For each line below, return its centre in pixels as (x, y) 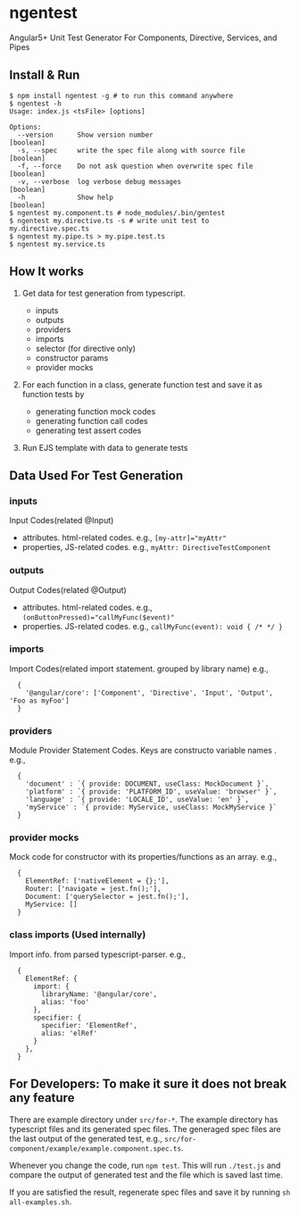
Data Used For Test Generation (96, 475)
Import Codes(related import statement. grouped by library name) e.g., (139, 669)
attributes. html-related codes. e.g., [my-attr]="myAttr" (125, 537)
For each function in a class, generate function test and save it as (142, 384)
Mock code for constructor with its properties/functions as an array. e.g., (143, 857)
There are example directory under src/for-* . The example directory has (144, 1120)
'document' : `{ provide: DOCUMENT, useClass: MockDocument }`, (147, 784)
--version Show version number (85, 135)
